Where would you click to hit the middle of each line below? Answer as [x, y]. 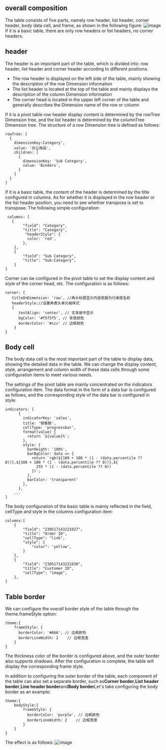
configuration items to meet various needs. [49, 375]
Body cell [20, 347]
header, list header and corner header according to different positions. [77, 68]
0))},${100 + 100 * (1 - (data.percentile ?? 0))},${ [62, 463]
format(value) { [40, 432]
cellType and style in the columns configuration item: [59, 512]
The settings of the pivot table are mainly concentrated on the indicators [79, 385]
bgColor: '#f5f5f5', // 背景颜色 [51, 318]
